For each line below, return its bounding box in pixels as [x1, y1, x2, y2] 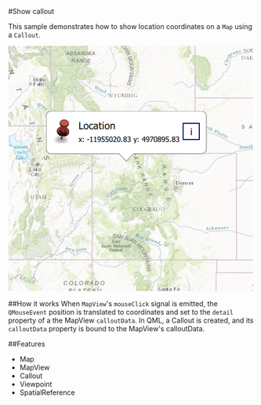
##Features [8, 339, 45, 348]
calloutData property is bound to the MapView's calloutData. [8, 324, 205, 333]
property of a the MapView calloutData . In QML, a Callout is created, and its [8, 316, 254, 325]
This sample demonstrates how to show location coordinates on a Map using [8, 22, 253, 31]
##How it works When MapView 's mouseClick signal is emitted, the [8, 299, 218, 308]
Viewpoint [19, 380, 53, 389]
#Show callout [8, 7, 55, 16]
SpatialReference [19, 388, 76, 397]
